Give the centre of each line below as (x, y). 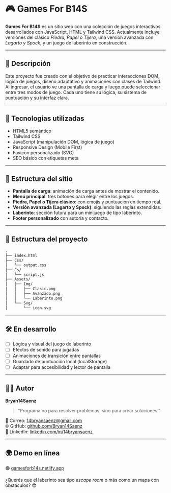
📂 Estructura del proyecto (47, 239)
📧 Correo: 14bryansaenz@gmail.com (44, 420)
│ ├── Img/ (19, 284)
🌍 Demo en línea (33, 453)
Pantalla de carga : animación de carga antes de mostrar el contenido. (86, 191)
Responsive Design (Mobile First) (47, 147)
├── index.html (21, 256)
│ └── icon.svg (28, 308)
